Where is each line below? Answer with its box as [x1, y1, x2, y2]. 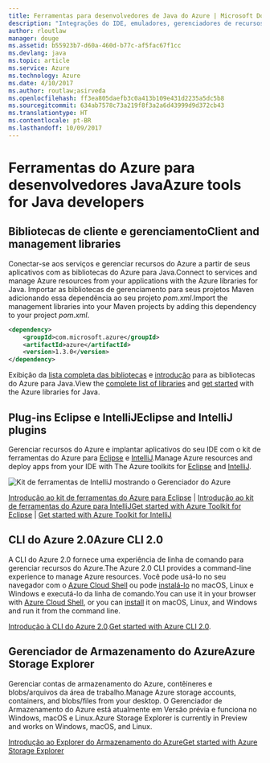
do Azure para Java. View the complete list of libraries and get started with [8, 379, 255, 389]
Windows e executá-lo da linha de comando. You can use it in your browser [8, 588, 256, 598]
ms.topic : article [8, 57, 70, 65]
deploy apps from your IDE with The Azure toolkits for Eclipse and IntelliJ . [8, 461, 252, 471]
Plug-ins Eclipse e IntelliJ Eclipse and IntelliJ [8, 410, 233, 424]
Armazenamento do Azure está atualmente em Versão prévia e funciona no [8, 704, 257, 714]
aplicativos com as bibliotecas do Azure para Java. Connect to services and [8, 267, 258, 277]
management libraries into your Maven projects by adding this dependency [8, 301, 257, 311]
